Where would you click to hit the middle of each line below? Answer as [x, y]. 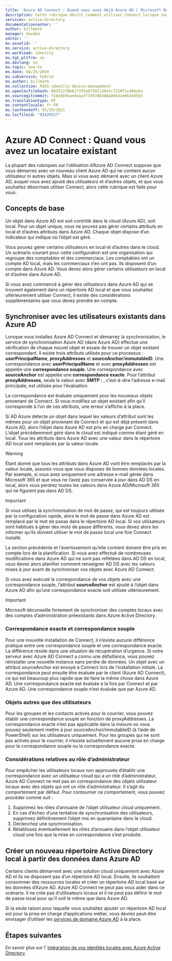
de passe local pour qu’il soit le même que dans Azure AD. [67, 899]
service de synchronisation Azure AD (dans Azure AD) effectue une [77, 342]
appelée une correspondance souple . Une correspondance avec [74, 370]
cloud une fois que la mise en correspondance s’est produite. [77, 835]
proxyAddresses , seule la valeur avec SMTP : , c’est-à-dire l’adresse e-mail [85, 380]
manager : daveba [23, 34]
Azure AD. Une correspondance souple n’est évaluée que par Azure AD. [81, 689]
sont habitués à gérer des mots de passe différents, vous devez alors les [82, 527]
